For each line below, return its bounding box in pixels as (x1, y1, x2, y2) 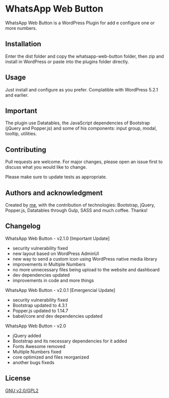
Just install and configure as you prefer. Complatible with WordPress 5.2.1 (5, 86, 158, 92)
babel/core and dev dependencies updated (12, 313, 103, 319)
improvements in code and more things (12, 277, 94, 283)
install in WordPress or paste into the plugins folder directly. (5, 59, 130, 65)
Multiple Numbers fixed (12, 349, 62, 355)
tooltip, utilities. (5, 131, 37, 137)
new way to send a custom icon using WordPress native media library (12, 256, 157, 262)
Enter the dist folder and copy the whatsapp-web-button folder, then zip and (5, 53, 164, 59)
